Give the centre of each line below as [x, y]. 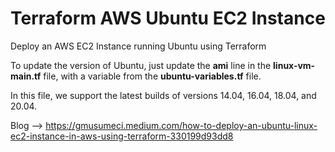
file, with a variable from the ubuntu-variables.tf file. [152, 76]
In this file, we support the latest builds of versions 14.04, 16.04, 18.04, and [163, 95]
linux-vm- [294, 65]
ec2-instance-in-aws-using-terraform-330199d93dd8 [122, 136]
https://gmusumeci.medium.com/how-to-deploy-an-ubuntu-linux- [181, 125]
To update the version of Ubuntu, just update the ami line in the [141, 65]
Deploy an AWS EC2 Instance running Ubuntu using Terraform [138, 46]
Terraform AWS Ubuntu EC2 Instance [168, 18]
